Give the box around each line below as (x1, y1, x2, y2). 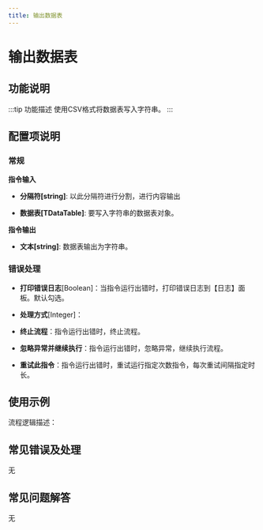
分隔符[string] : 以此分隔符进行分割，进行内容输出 (19, 191, 181, 201)
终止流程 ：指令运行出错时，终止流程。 (19, 326, 145, 336)
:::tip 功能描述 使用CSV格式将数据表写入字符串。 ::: (8, 104, 174, 114)
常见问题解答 (8, 491, 71, 504)
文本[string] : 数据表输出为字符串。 (19, 242, 133, 251)
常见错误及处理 (8, 443, 81, 457)
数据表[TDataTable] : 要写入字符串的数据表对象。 (19, 209, 178, 218)
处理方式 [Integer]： (19, 310, 83, 319)
